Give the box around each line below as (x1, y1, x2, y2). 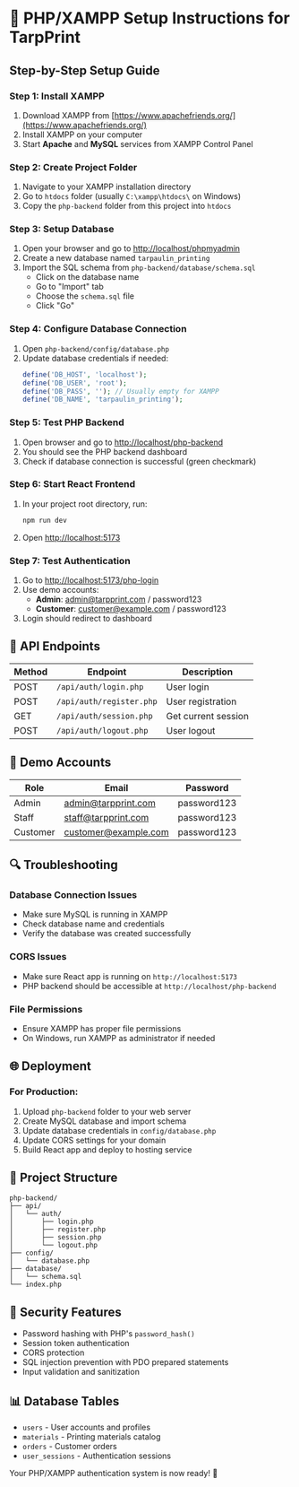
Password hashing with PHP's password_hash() (21, 1328, 195, 1339)
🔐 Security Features (9, 1304, 123, 1319)
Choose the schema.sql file (35, 291, 134, 301)
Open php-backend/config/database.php (21, 343, 170, 353)
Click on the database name (35, 272, 140, 283)
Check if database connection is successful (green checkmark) (21, 456, 257, 466)
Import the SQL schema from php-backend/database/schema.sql (21, 262, 256, 273)
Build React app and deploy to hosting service (21, 1144, 192, 1155)
